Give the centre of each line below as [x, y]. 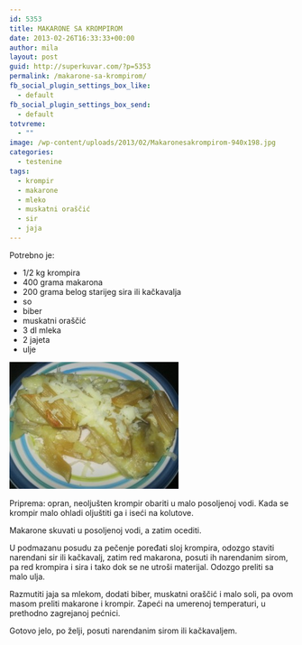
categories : [32, 152]
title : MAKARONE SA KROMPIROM [66, 28]
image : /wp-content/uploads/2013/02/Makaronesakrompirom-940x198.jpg [143, 143]
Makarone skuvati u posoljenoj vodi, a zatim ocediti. [105, 530]
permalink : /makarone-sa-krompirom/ [78, 77]
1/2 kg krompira [51, 272]
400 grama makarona [63, 282]
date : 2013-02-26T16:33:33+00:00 [72, 38]
